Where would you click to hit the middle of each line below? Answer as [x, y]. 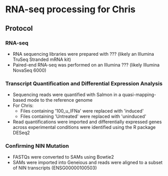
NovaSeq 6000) [30, 70]
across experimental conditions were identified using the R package [84, 127]
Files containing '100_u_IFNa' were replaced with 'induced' [82, 111]
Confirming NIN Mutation [37, 146]
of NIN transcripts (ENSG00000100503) [55, 168]
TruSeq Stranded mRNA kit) [42, 59]
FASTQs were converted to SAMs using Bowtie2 [63, 157]
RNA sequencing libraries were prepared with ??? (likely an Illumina [83, 54]
